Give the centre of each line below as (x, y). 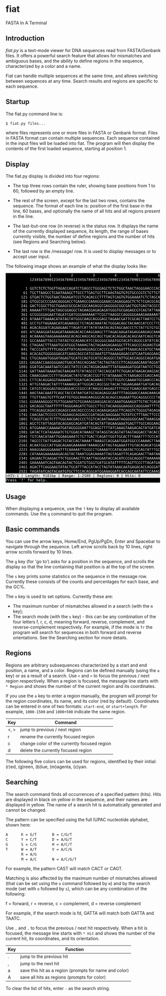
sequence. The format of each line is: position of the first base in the (83, 206)
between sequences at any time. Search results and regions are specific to (82, 81)
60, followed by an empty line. (43, 191)
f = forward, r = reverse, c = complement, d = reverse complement (73, 903)
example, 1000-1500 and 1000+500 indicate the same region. (66, 711)
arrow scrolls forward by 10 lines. (39, 552)
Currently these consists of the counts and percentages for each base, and (82, 581)
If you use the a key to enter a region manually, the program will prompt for (82, 696)
